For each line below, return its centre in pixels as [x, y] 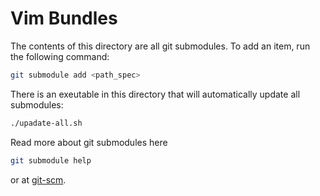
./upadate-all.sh [46, 123]
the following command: [60, 56]
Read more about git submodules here [89, 142]
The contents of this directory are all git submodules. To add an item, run [160, 46]
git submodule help [51, 160]
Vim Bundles [64, 18]
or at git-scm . [38, 179]
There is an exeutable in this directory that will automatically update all [155, 94]
